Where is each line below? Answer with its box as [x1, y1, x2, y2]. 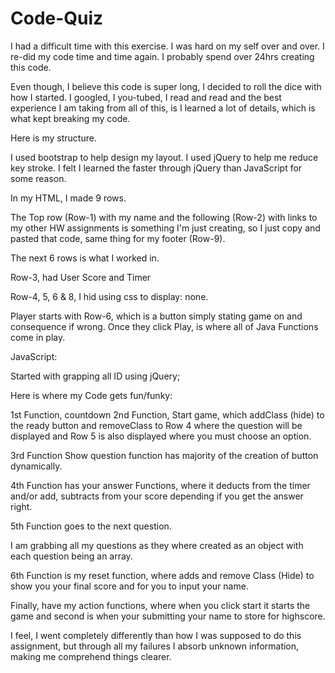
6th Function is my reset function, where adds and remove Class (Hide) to [10, 569, 315, 581]
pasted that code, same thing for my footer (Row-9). [10, 232, 226, 244]
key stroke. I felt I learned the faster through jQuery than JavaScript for [10, 162, 303, 174]
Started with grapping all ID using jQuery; [10, 370, 181, 382]
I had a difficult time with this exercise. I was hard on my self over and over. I [10, 40, 325, 52]
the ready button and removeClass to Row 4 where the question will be [10, 419, 303, 431]
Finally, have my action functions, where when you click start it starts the [10, 599, 311, 611]
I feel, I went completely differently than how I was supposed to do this [10, 629, 302, 641]
